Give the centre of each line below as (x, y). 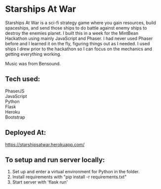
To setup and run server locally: (55, 160)
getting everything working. (33, 54)
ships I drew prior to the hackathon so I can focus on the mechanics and (79, 49)
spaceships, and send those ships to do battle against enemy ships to (76, 28)
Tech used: (23, 79)
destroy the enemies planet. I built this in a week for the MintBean (72, 33)
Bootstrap (15, 117)
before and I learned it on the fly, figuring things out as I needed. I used (78, 43)
